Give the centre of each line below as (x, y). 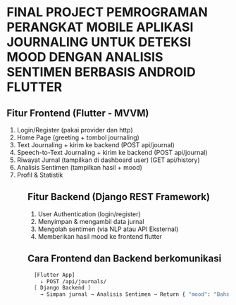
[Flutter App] (54, 275)
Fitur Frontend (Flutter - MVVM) (78, 113)
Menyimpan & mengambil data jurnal (91, 221)
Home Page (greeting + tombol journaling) (78, 137)
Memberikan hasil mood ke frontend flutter (100, 236)
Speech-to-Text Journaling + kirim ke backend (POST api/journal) (112, 152)
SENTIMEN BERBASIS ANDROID (101, 72)
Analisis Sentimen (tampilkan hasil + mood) (79, 167)
